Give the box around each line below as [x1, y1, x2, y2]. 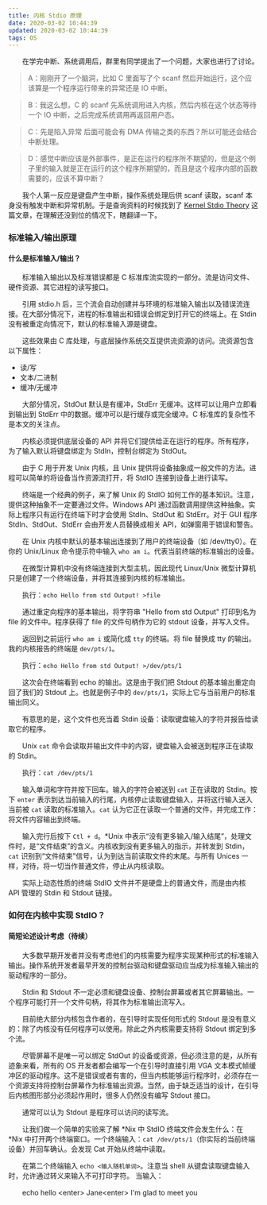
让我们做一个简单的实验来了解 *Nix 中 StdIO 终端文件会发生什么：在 [21, 1124, 244, 1134]
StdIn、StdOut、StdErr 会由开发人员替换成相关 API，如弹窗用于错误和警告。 [8, 519, 257, 529]
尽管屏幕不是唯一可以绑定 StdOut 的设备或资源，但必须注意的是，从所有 [21, 1050, 258, 1060]
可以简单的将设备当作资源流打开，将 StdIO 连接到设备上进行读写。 [14, 473, 233, 483]
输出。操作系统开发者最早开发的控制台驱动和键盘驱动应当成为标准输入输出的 [8, 960, 259, 970]
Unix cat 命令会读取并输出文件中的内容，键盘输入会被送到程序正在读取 [21, 741, 254, 751]
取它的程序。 [8, 724, 50, 734]
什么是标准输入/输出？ [8, 253, 81, 263]
